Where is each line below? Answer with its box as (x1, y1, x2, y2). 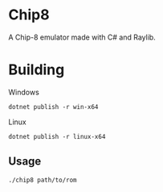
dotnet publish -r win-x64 (8, 102, 99, 111)
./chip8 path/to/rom (8, 176, 78, 184)
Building (8, 61, 65, 79)
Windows (8, 87, 40, 97)
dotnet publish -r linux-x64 (8, 132, 106, 140)
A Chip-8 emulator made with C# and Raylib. (8, 32, 157, 42)
